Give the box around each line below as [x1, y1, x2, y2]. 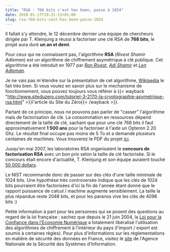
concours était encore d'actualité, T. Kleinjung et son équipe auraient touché [5, 156, 165, 163]
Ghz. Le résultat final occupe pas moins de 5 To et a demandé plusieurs [5, 131, 156, 137]
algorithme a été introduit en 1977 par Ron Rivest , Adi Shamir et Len [5, 62, 147, 69]
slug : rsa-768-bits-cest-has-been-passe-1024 [5, 17, 103, 22]
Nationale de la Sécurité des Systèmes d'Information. [5, 241, 117, 247]
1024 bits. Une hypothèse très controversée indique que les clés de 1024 [5, 177, 158, 183]
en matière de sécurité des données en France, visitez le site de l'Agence [5, 236, 158, 242]
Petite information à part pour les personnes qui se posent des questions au [5, 209, 164, 215]
